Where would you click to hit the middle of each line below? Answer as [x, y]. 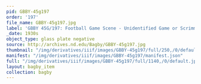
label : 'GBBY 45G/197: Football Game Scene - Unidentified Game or [92, 28]
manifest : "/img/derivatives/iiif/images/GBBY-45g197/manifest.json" [95, 56]
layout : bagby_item [31, 67]
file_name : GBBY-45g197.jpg [41, 22]
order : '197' [22, 17]
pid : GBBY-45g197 [28, 12]
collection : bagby [29, 72]
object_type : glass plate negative [51, 39]
